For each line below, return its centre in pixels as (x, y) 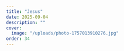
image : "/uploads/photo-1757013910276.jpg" (65, 33)
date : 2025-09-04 (27, 17)
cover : (14, 28)
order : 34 (18, 39)
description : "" (26, 22)
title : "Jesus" (25, 11)
